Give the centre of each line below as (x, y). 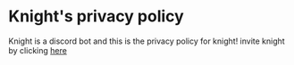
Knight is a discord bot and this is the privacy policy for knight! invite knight (147, 41)
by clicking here (38, 50)
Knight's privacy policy (96, 16)
